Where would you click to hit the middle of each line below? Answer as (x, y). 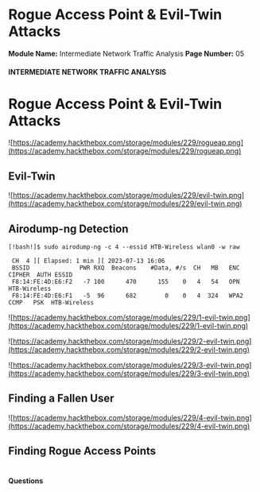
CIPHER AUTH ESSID (41, 275)
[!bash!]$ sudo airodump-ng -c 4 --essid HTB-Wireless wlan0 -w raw (124, 247)
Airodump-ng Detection (68, 229)
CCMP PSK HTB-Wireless (51, 303)
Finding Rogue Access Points (82, 451)
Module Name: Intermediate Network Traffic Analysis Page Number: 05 (126, 53)
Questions (26, 481)
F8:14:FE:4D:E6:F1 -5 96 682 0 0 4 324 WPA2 (128, 296)
